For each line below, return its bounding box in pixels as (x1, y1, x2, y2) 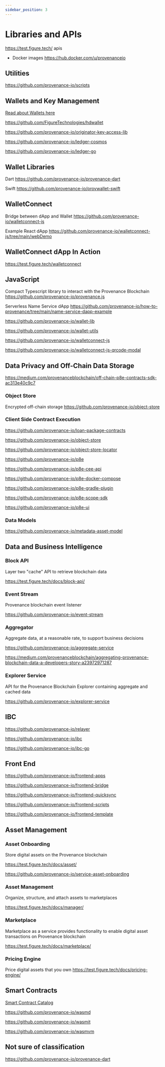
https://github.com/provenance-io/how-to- (70, 304, 158, 309)
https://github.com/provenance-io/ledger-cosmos (5, 139, 108, 145)
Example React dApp (5, 228, 48, 234)
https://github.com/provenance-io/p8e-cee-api (5, 465, 102, 472)
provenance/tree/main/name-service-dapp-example (5, 308, 112, 314)
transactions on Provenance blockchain (5, 933, 86, 939)
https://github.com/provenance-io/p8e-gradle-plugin (5, 485, 113, 491)
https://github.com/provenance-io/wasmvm (5, 1028, 95, 1034)
